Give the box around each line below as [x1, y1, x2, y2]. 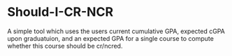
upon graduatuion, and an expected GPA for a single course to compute [7, 34, 215, 42]
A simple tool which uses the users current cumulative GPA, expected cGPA [7, 27, 225, 35]
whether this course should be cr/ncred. [7, 41, 123, 50]
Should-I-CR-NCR [7, 4, 114, 20]
